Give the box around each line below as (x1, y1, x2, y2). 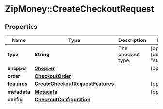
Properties (5, 23, 38, 31)
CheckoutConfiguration (34, 96, 91, 103)
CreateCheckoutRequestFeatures (34, 81, 114, 87)
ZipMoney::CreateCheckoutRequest (5, 3, 154, 14)
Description (118, 37, 147, 43)
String (34, 51, 49, 57)
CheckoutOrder (34, 73, 71, 79)
